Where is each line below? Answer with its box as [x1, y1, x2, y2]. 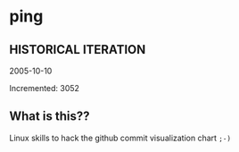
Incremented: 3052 [9, 83, 80, 93]
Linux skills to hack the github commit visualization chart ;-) [9, 132, 232, 143]
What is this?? [9, 109, 90, 124]
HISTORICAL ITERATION [9, 42, 146, 57]
